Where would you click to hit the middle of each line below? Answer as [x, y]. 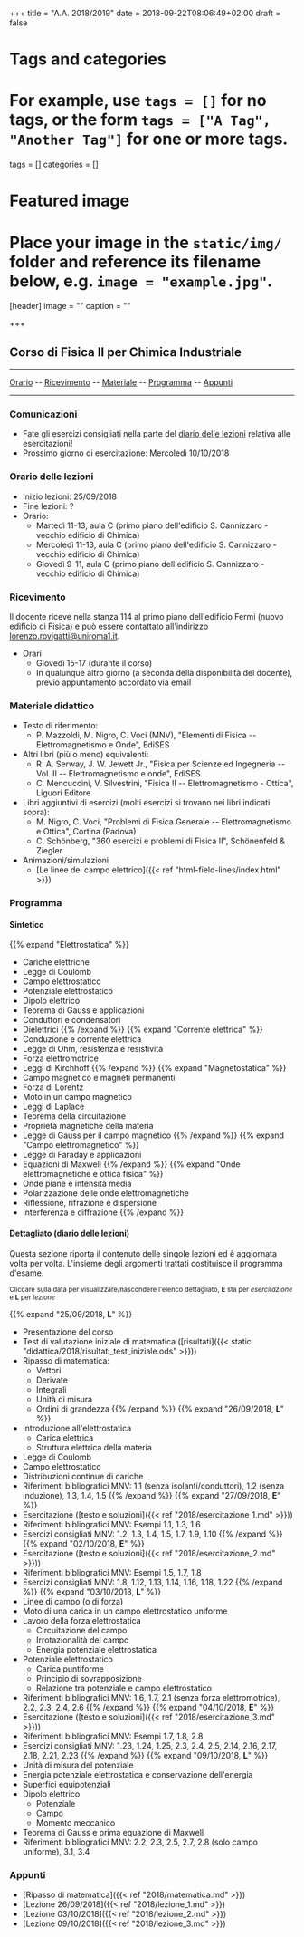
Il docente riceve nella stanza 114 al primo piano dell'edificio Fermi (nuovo [147, 616]
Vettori [48, 1370]
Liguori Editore [63, 793]
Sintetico [27, 924]
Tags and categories [88, 59]
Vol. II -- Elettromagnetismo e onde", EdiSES [118, 774]
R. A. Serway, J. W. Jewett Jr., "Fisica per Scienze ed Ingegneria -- [160, 764]
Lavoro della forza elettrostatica [82, 1620]
